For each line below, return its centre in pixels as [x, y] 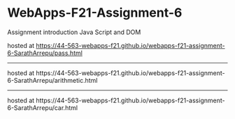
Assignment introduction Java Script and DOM [74, 32]
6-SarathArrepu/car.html [43, 108]
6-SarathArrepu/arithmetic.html [52, 80]
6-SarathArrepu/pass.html [45, 53]
